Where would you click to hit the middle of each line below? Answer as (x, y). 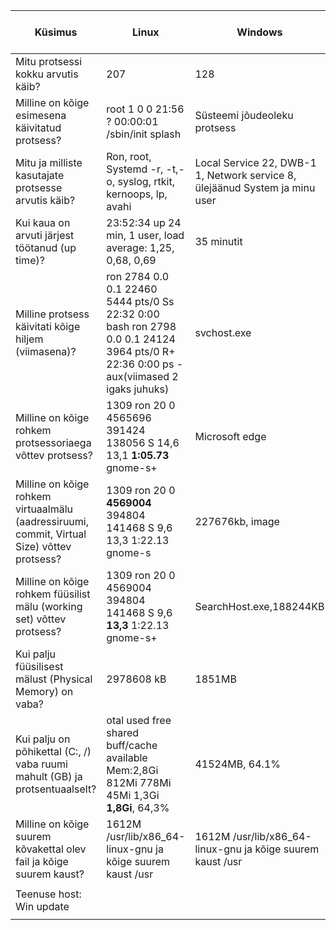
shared (123, 732)
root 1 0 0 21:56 (145, 109)
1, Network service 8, (245, 175)
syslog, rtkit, (146, 181)
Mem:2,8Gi (132, 770)
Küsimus (56, 32)
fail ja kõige (42, 861)
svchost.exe (223, 332)
